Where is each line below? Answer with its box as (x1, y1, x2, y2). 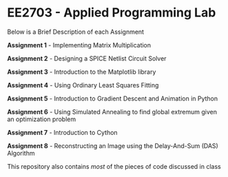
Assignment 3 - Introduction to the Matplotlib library (7, 67, 156, 76)
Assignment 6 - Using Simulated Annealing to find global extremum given (7, 107, 217, 116)
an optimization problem (7, 115, 76, 123)
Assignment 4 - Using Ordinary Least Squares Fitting (7, 81, 159, 89)
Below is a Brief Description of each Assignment (7, 28, 145, 36)
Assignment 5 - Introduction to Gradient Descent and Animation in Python (7, 94, 218, 103)
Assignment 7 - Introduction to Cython (7, 128, 118, 136)
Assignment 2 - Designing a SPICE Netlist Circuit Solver (7, 54, 167, 63)
